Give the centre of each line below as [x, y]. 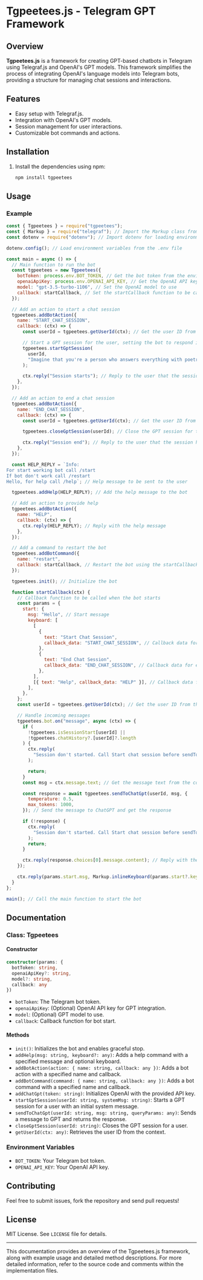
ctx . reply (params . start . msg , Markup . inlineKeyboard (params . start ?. [104, 877]
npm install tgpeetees [43, 177]
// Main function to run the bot [54, 265]
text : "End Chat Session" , [78, 660]
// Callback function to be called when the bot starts [89, 598]
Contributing [31, 1186]
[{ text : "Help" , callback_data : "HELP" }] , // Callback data [113, 682]
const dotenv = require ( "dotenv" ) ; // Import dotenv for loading [90, 237]
